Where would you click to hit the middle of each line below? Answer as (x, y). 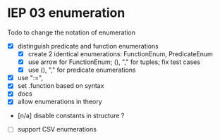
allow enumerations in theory (60, 102)
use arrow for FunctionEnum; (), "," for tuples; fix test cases (114, 62)
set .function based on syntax (61, 86)
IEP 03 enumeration (66, 13)
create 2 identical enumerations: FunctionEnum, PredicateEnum (120, 54)
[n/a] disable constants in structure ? (71, 116)
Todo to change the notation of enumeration (72, 32)
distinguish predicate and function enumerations (88, 46)
